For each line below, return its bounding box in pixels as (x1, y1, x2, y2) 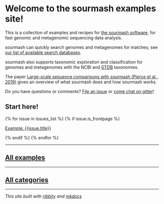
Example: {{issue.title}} (5, 125, 51, 131)
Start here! (5, 102, 39, 111)
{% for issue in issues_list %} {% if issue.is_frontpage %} (5, 116, 120, 122)
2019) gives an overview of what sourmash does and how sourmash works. (5, 79, 157, 85)
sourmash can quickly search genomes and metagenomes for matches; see (5, 44, 158, 50)
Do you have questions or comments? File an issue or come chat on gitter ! (5, 88, 155, 94)
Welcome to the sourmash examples (5, 3, 156, 14)
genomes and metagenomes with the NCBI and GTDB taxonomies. (5, 64, 139, 70)
